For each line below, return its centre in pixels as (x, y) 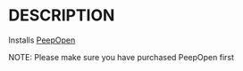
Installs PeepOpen (42, 40)
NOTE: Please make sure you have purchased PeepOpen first (121, 57)
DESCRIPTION (62, 16)
